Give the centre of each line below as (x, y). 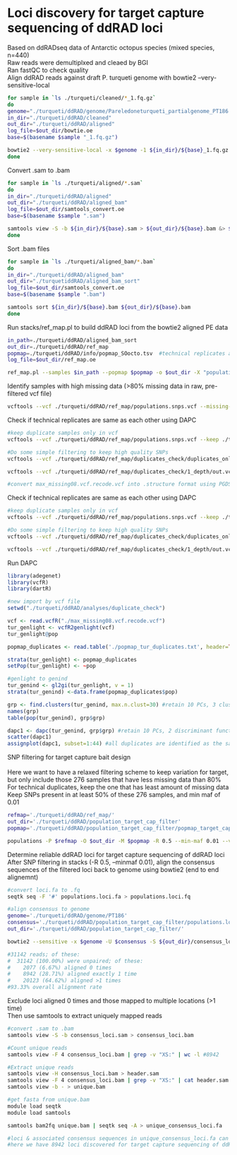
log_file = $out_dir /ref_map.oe (52, 360)
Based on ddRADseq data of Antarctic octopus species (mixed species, (111, 47)
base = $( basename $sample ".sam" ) (56, 216)
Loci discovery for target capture (106, 13)
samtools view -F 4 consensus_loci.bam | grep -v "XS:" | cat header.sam (118, 1081)
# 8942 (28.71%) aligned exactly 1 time (72, 974)
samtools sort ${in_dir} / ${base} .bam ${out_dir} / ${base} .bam (99, 307)
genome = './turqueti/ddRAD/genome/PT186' (68, 916)
